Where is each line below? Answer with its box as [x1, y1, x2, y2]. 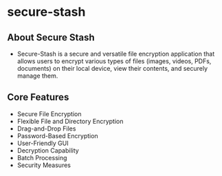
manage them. [16, 71, 58, 80]
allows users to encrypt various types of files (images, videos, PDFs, [16, 57, 212, 65]
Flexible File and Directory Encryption [16, 117, 124, 125]
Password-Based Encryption [16, 131, 98, 140]
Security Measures [16, 161, 71, 169]
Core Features [7, 91, 69, 103]
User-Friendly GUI [16, 139, 69, 147]
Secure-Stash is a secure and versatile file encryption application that [16, 49, 215, 58]
